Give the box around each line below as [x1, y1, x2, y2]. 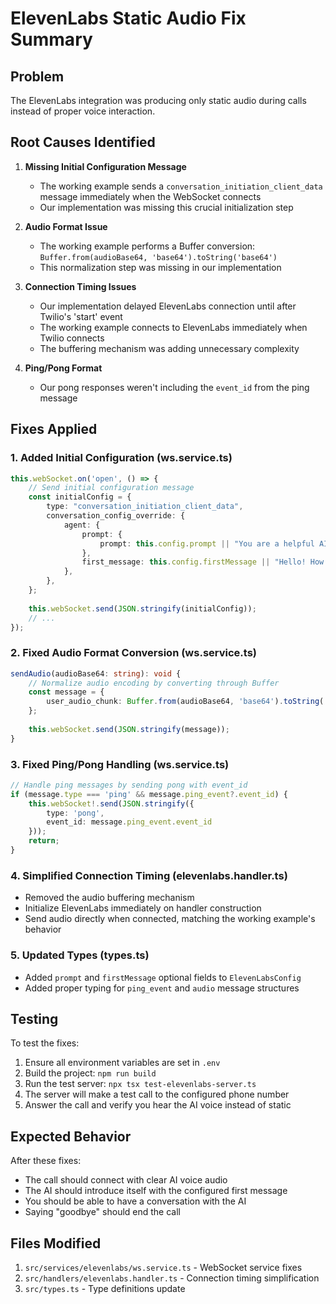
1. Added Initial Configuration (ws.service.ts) [10, 451, 233, 465]
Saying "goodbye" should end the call [24, 1206, 181, 1218]
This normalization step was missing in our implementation [39, 261, 282, 273]
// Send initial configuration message [28, 483, 195, 493]
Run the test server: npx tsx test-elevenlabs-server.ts [24, 1078, 257, 1090]
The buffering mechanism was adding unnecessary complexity [39, 342, 300, 354]
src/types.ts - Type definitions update [24, 1283, 186, 1294]
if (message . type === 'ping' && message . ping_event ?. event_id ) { [10, 789, 288, 799]
